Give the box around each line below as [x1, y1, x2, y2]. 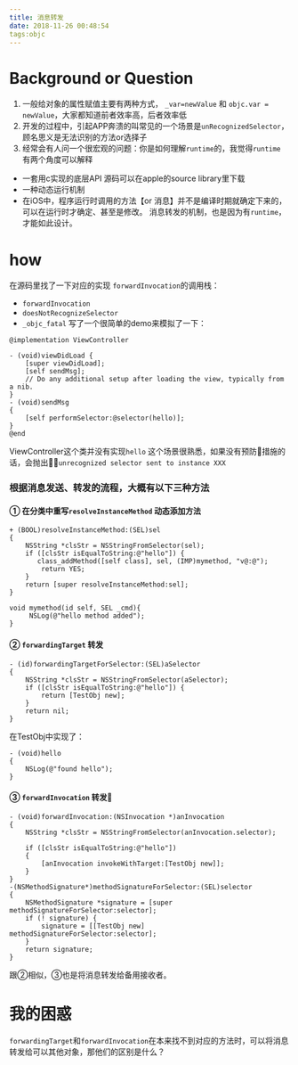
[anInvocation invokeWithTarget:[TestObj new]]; [41, 859, 225, 868]
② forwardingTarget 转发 [9, 639, 104, 650]
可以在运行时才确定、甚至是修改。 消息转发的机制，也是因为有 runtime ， [21, 207, 286, 217]
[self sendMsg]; [25, 367, 86, 376]
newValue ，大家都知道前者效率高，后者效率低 [21, 110, 188, 120]
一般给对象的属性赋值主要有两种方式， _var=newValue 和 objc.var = [21, 99, 270, 110]
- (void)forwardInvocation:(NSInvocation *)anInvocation [9, 812, 225, 821]
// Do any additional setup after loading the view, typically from [25, 375, 285, 384]
